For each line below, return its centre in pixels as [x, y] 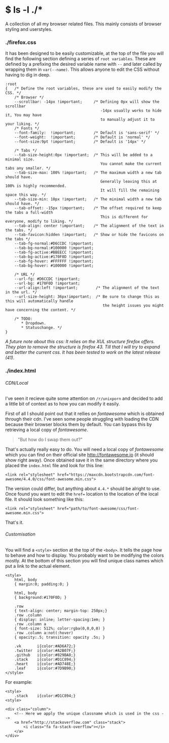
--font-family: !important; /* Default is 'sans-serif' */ [87, 133]
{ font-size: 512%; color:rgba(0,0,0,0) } [60, 628]
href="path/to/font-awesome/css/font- [98, 509]
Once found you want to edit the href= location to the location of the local [82, 494]
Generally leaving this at [129, 182]
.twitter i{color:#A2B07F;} [45, 650]
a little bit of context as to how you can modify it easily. [63, 404]
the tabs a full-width [29, 213]
